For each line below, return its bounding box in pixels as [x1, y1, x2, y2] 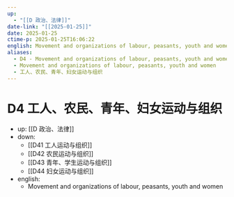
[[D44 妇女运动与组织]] [27, 167, 94, 175]
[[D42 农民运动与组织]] [27, 150, 94, 158]
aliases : [7, 49, 33, 56]
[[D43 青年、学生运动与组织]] [27, 158, 112, 167]
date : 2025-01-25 [7, 29, 58, 37]
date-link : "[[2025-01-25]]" [7, 23, 92, 30]
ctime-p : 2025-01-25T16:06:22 [7, 36, 95, 43]
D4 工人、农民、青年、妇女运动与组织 [7, 100, 223, 116]
